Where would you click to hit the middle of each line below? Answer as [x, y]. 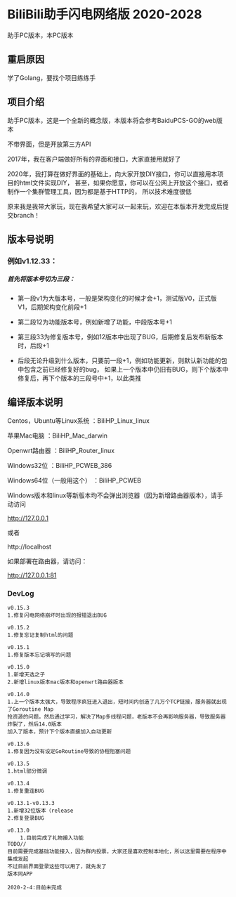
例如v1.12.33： [32, 261]
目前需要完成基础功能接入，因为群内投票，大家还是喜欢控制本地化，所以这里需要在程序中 [117, 851]
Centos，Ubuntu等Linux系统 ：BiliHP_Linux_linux [78, 420]
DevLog [21, 593]
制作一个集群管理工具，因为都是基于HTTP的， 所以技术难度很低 [99, 191]
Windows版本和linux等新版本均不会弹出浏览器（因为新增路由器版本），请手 [115, 495]
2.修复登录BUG [26, 818]
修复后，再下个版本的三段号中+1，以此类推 [79, 378]
